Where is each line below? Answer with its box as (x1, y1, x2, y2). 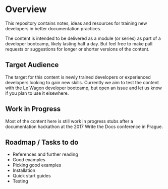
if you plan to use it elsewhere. (5, 90, 69, 96)
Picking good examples (12, 162, 62, 168)
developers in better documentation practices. (5, 25, 102, 31)
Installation (12, 167, 36, 173)
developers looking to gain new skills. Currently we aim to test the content (5, 79, 159, 85)
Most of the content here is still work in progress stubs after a (5, 118, 134, 124)
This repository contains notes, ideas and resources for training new (5, 20, 147, 26)
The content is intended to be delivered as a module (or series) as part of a (5, 35, 161, 41)
